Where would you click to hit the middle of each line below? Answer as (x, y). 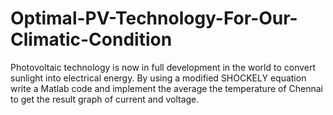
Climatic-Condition (91, 39)
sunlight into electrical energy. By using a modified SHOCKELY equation (158, 78)
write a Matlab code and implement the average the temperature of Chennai (167, 88)
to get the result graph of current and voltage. (105, 99)
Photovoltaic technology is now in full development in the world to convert (163, 67)
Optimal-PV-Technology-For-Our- (154, 18)
